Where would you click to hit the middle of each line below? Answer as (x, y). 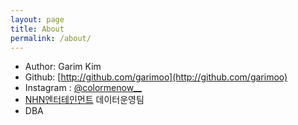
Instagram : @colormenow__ (83, 88)
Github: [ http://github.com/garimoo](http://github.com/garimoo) (156, 77)
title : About (37, 29)
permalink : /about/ (51, 38)
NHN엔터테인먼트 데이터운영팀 (84, 100)
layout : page (37, 19)
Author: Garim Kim (63, 67)
